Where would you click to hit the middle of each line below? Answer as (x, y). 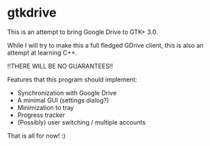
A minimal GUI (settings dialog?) (63, 100)
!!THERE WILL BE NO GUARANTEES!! (60, 66)
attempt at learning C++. (42, 53)
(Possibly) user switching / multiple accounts (81, 122)
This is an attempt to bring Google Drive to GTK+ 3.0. (82, 32)
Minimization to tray (45, 107)
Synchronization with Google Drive (67, 93)
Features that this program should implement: (72, 79)
